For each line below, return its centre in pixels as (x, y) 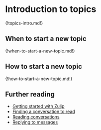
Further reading (30, 94)
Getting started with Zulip (38, 106)
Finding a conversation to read (44, 111)
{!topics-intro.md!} (24, 23)
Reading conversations (36, 117)
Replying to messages (35, 122)
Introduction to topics (51, 9)
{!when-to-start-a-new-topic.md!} (40, 50)
